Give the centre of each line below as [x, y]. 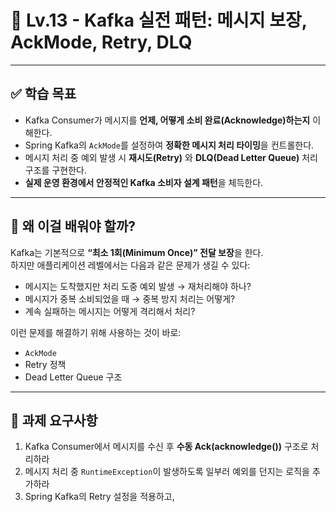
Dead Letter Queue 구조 [73, 377]
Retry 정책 [45, 364]
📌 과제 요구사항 [54, 420]
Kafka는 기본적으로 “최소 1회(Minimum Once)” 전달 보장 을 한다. [137, 252]
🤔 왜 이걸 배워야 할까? [73, 226]
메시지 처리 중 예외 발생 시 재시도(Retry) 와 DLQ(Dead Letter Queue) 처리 [171, 157]
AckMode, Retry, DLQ [101, 42]
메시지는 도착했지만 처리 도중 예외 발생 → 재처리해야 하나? [138, 286]
